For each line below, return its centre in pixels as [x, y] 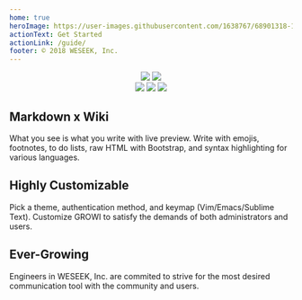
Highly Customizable [69, 185]
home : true [30, 18]
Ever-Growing [49, 255]
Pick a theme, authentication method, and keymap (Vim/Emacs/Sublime [142, 207]
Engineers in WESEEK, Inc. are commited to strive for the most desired [140, 276]
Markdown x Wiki [59, 116]
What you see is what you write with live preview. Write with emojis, [134, 138]
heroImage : [30, 26]
